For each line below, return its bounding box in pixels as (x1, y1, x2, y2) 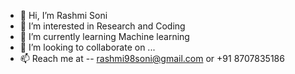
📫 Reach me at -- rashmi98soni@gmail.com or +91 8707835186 (19, 53, 285, 64)
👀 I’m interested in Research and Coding (19, 20, 186, 32)
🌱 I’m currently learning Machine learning (19, 31, 190, 42)
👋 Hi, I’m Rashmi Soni (19, 10, 108, 21)
